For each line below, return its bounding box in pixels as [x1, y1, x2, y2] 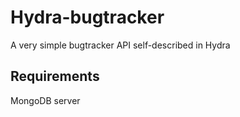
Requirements [10, 68, 100, 85]
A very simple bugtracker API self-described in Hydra [10, 39, 231, 51]
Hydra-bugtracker [10, 6, 165, 29]
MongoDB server [10, 94, 81, 106]
